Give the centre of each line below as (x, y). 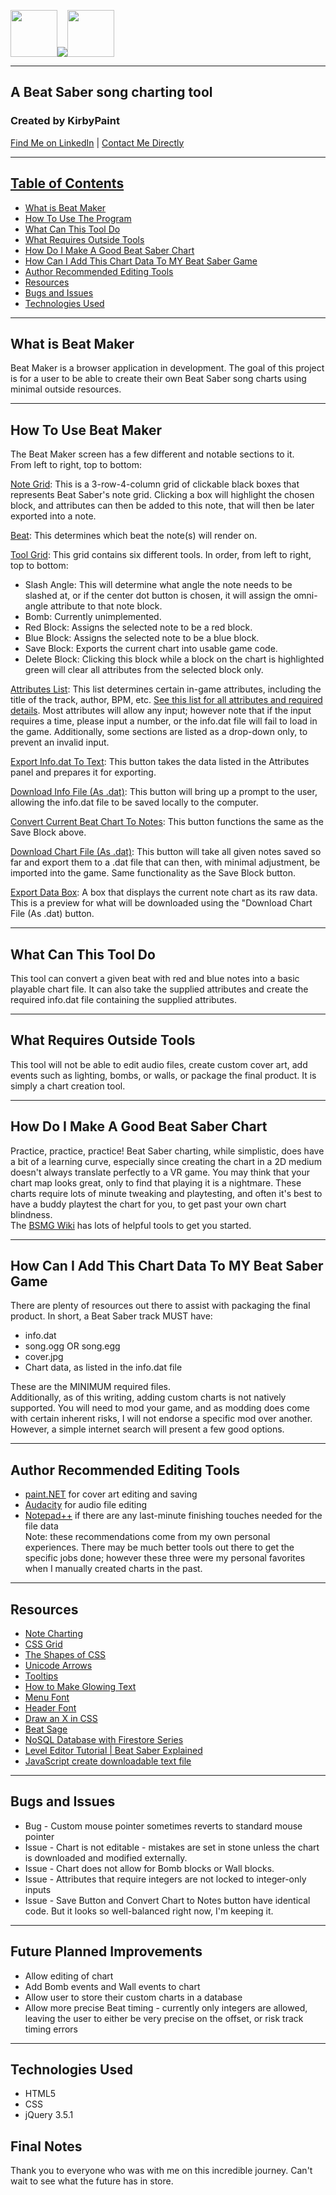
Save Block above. (48, 832)
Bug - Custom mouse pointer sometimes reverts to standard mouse (163, 1826)
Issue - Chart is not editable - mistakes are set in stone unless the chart (172, 1847)
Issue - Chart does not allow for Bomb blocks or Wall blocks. (149, 1868)
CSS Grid (43, 1644)
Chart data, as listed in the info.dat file (103, 1367)
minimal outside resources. (66, 389)
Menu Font (47, 1697)
